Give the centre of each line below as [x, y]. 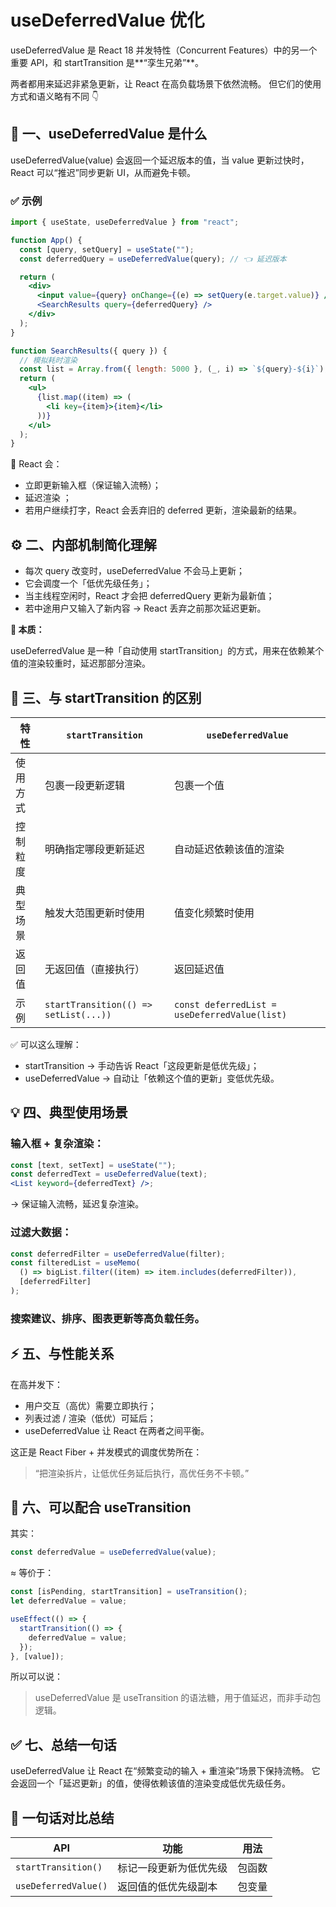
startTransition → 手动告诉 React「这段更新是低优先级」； [142, 1065]
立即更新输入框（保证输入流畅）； [93, 485]
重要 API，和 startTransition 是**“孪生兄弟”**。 [107, 62]
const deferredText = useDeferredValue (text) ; [109, 1174]
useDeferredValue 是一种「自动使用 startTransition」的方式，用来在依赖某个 [167, 651]
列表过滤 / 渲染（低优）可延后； [90, 1418]
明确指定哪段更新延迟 [95, 849]
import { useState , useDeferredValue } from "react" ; [125, 222]
